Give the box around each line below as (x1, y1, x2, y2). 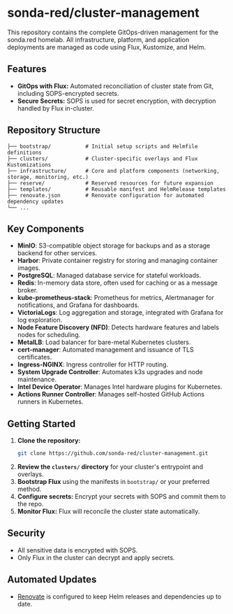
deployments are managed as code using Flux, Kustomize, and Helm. (7, 43, 206, 51)
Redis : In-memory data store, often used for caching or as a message (17, 278, 218, 287)
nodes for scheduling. (17, 331, 81, 339)
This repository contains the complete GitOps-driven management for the (7, 28, 219, 36)
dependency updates (7, 198, 64, 205)
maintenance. (17, 376, 57, 384)
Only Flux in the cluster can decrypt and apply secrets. (17, 553, 175, 562)
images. (17, 264, 40, 272)
